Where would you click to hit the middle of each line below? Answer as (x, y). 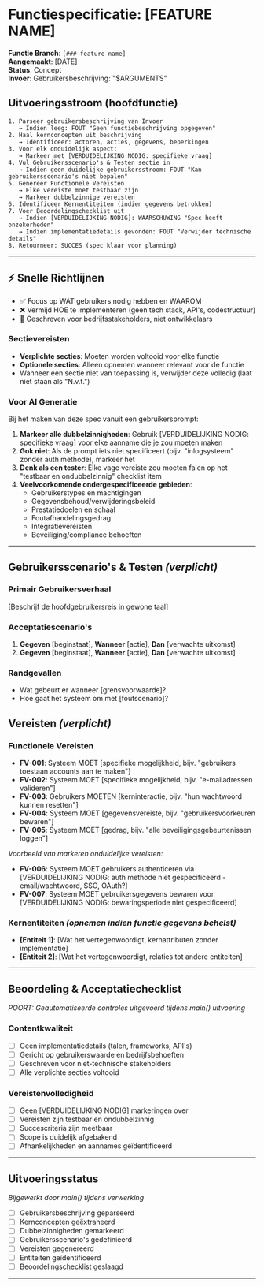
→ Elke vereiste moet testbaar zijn (79, 190)
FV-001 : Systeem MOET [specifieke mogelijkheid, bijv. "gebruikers (127, 763)
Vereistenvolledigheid (51, 1093)
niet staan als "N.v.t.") (55, 381)
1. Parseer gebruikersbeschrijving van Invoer (86, 121)
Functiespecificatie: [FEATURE (110, 15)
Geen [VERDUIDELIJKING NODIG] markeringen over (104, 1110)
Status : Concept (35, 69)
